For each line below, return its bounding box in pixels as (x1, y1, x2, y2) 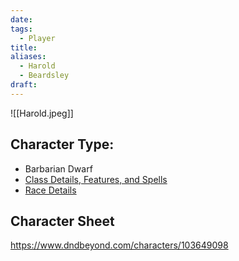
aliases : (10, 52, 47, 62)
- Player (19, 33, 56, 43)
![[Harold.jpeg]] (10, 107, 74, 119)
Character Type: (10, 136, 115, 153)
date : (10, 14, 33, 25)
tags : (10, 24, 33, 34)
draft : (10, 80, 38, 90)
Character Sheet (10, 212, 115, 230)
